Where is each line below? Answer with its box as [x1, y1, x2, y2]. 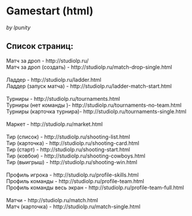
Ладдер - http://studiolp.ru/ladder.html [6, 76, 101, 83]
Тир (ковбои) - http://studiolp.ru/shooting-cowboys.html [6, 152, 145, 159]
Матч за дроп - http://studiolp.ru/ [6, 57, 89, 64]
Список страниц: [6, 41, 73, 51]
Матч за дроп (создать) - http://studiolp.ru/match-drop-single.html [6, 63, 172, 70]
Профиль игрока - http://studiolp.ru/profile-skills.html [6, 171, 139, 178]
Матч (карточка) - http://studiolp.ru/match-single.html [6, 203, 141, 210]
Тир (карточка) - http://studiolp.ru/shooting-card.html [6, 139, 140, 147]
